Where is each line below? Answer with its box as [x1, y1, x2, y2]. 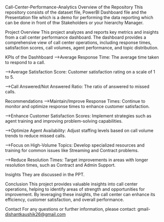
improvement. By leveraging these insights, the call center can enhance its [5, 192, 156, 197]
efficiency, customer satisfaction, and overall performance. [5, 197, 124, 202]
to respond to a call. [5, 60, 46, 65]
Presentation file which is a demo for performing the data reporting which [5, 15, 153, 20]
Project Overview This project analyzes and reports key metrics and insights [5, 29, 159, 35]
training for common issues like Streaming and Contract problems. [5, 148, 139, 153]
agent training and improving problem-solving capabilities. [5, 118, 123, 124]
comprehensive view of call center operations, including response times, [5, 40, 152, 45]
